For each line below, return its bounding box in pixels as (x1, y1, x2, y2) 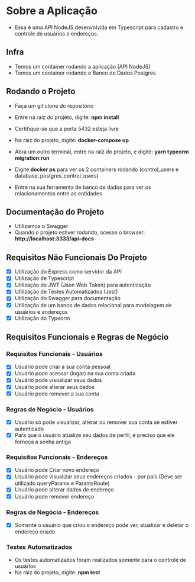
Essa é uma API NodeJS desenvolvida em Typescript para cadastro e (14, 24, 184, 31)
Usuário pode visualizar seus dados (14, 377, 102, 384)
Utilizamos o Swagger (14, 223, 69, 230)
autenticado (14, 425, 44, 432)
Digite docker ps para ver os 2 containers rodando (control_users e (14, 166, 179, 173)
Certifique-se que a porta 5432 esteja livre (14, 125, 119, 132)
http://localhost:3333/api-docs (14, 235, 94, 242)
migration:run (14, 154, 50, 161)
